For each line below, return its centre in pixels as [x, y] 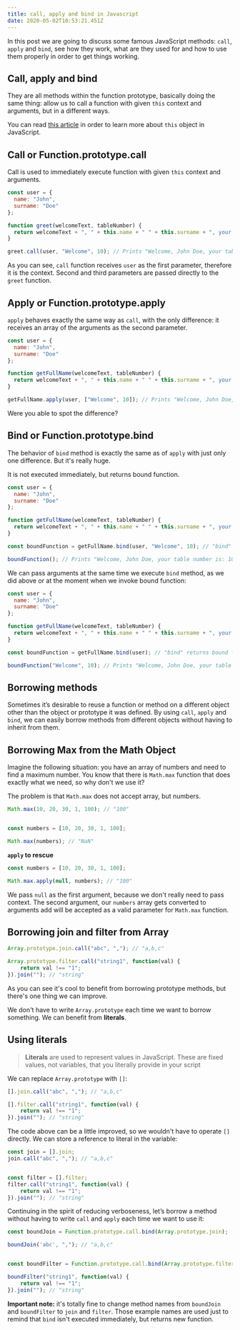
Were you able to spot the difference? [63, 413]
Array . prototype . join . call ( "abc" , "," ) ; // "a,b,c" [86, 949]
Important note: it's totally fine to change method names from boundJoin [114, 1304]
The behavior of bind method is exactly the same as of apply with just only [117, 453]
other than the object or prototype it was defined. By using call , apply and [117, 712]
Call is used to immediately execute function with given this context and [114, 172]
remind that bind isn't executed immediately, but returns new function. [111, 1319]
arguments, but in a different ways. [59, 111]
